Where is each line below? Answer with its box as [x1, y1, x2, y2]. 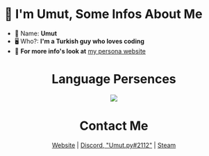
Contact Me [79, 118, 149, 134]
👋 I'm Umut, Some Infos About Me [4, 6, 203, 22]
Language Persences [51, 71, 176, 87]
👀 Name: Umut [14, 29, 58, 37]
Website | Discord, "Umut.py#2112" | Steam [51, 141, 176, 149]
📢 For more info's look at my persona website [14, 46, 147, 55]
